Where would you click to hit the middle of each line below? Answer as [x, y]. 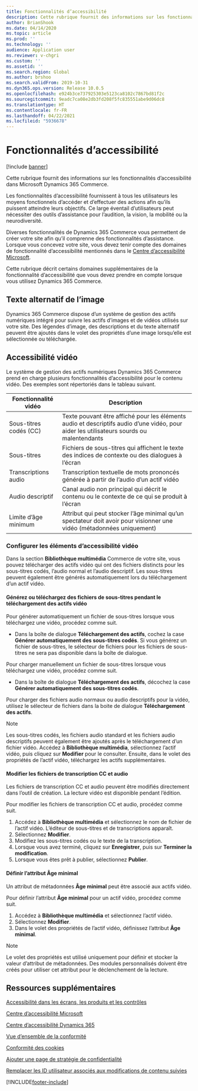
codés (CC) [25, 431]
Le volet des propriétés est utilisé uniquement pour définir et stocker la [92, 957]
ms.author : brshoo [29, 77]
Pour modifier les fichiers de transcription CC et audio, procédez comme [94, 805]
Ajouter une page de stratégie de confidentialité [64, 1059]
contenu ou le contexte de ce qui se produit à [125, 496]
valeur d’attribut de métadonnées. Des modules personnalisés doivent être [97, 963]
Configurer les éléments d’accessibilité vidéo [72, 546]
